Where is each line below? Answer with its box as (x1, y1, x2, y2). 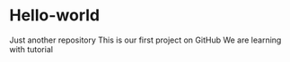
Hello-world (9, 5, 101, 26)
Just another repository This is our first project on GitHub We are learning (9, 35, 282, 45)
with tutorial (9, 43, 54, 54)
